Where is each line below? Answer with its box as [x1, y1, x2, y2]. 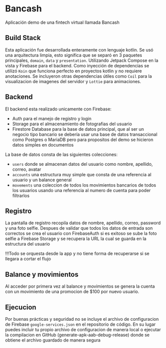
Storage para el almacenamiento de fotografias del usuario [12, 121, 132, 127]
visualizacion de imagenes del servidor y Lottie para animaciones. [5, 78, 142, 84]
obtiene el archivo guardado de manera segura [5, 337, 101, 343]
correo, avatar [12, 166, 41, 172]
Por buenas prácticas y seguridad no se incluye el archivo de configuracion [5, 316, 159, 322]
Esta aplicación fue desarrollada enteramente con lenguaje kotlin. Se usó [5, 47, 154, 52]
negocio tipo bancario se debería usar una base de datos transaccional [12, 131, 158, 137]
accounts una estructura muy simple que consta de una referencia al [12, 171, 152, 177]
